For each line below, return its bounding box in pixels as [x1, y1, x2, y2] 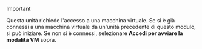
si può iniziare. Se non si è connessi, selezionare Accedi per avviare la [6, 30, 183, 37]
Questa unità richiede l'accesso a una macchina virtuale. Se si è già [6, 17, 175, 24]
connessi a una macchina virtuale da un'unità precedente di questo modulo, [6, 24, 196, 30]
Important [6, 5, 31, 12]
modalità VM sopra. [6, 36, 56, 43]
